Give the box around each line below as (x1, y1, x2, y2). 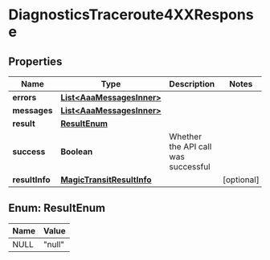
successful (169, 161, 211, 172)
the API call (169, 141, 212, 152)
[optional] (222, 174, 260, 185)
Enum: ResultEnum (8, 201, 106, 215)
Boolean (59, 146, 93, 157)
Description (169, 79, 215, 89)
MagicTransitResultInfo (59, 174, 152, 185)
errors (12, 92, 37, 103)
